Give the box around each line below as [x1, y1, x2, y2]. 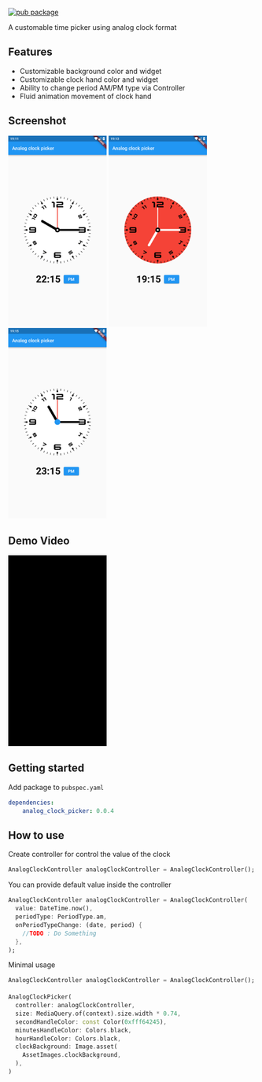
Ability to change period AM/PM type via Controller [19, 83, 186, 92]
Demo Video [8, 534, 70, 547]
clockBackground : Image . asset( [15, 1043, 118, 1051]
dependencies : [8, 799, 55, 807]
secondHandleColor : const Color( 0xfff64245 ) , [15, 1017, 168, 1026]
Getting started [8, 762, 85, 775]
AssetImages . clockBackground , [22, 1051, 122, 1059]
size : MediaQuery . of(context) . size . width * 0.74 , [15, 1010, 181, 1017]
